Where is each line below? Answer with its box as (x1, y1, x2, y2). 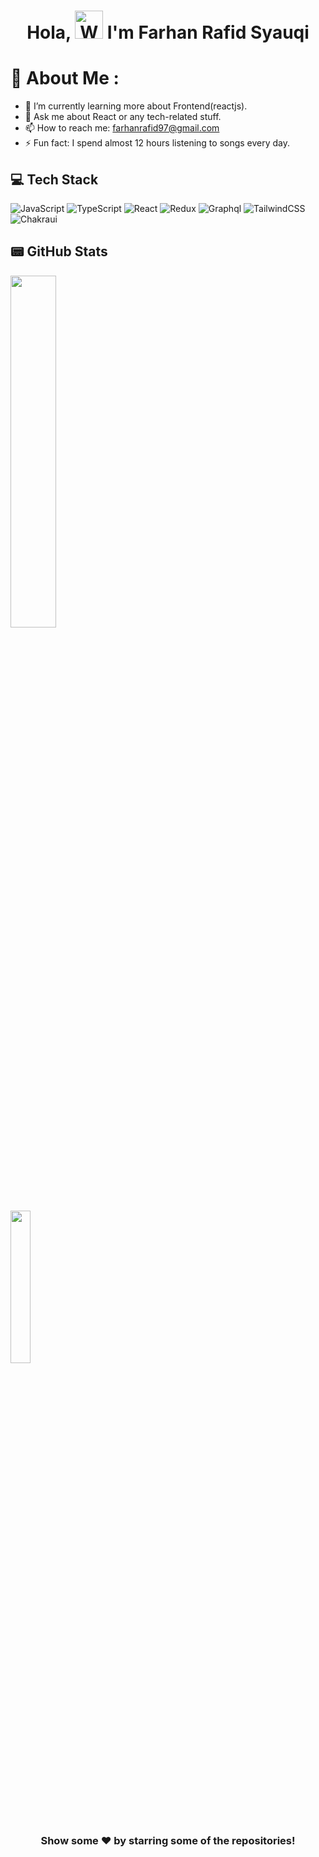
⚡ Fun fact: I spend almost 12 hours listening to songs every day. (24, 137, 291, 149)
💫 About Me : (10, 67, 120, 90)
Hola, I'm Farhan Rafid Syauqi (26, 21, 310, 44)
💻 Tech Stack (10, 171, 99, 188)
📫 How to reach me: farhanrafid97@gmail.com (24, 122, 220, 134)
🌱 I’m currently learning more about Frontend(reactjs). (24, 100, 248, 112)
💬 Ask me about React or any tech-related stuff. (24, 111, 222, 123)
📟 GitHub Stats (10, 243, 108, 260)
